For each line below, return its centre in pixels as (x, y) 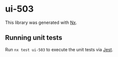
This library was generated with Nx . (41, 22)
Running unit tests (34, 38)
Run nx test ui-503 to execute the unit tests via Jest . (59, 49)
